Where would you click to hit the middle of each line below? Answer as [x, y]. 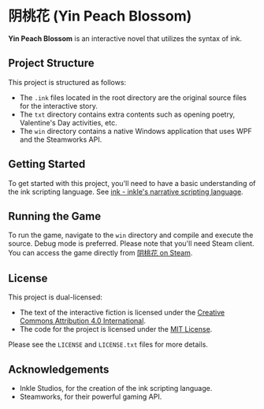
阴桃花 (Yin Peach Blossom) [100, 16]
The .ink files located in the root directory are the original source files [133, 97]
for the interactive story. [59, 106]
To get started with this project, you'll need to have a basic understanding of [132, 183]
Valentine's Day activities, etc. [68, 122]
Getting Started [47, 164]
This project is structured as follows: [67, 82]
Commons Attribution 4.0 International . [82, 321]
